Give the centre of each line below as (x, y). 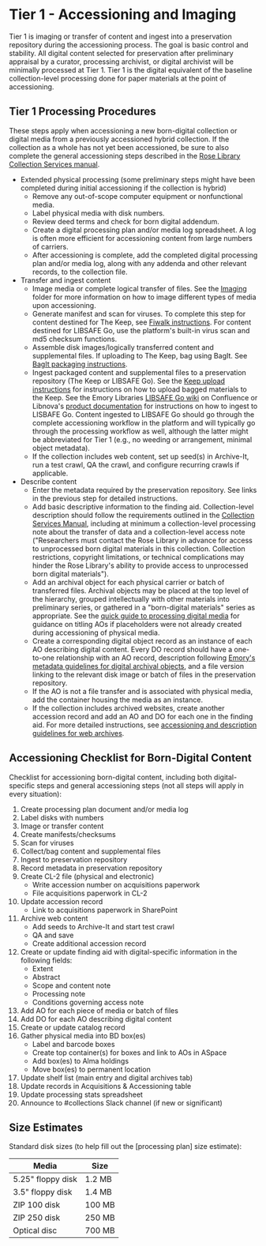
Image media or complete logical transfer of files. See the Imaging (139, 288)
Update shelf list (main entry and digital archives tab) (107, 1077)
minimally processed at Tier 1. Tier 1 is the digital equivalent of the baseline (131, 69)
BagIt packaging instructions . (80, 364)
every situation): (36, 794)
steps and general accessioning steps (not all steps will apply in (140, 785)
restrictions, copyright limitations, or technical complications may (138, 557)
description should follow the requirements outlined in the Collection (143, 515)
